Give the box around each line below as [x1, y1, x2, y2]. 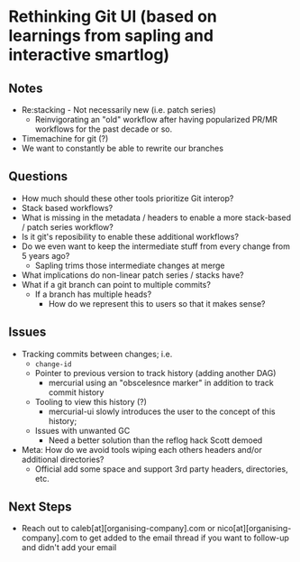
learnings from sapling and [8, 25, 214, 46]
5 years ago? [21, 250, 70, 261]
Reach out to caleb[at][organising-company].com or [21, 523, 215, 534]
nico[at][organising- [216, 523, 292, 534]
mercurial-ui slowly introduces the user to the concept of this [48, 406, 276, 417]
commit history [48, 386, 105, 398]
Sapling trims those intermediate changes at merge [34, 260, 225, 271]
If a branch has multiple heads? [34, 289, 152, 299]
